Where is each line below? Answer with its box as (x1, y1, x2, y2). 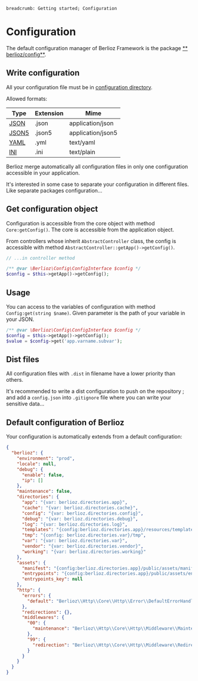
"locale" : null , (16, 461, 57, 467)
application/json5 (69, 129, 118, 137)
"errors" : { (21, 592, 51, 598)
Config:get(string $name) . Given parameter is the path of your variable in (6, 310, 186, 316)
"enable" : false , (21, 472, 65, 478)
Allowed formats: (6, 95, 48, 102)
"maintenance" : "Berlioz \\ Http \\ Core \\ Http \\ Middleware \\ (32, 626, 178, 631)
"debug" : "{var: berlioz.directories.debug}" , (21, 516, 138, 522)
